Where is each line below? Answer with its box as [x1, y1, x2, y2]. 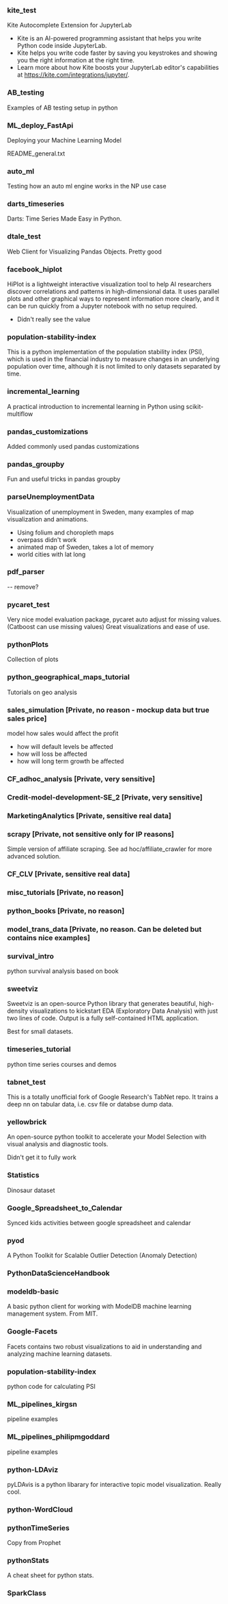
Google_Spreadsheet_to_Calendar [7, 1203, 123, 1213]
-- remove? [7, 582, 39, 591]
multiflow [7, 410, 33, 418]
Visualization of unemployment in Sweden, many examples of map [7, 508, 195, 516]
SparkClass [7, 1588, 46, 1598]
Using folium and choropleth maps [16, 528, 114, 536]
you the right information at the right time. [16, 56, 135, 64]
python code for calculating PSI [7, 1382, 96, 1390]
